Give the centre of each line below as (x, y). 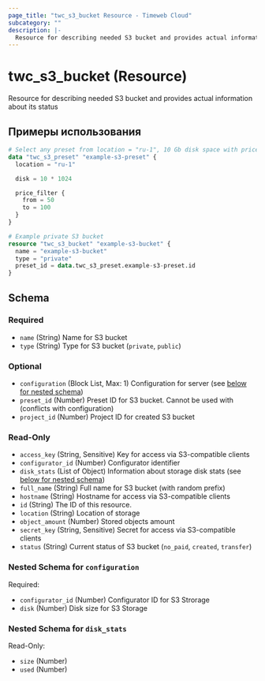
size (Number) (43, 661)
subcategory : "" (35, 23)
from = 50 (39, 200)
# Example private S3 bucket (56, 236)
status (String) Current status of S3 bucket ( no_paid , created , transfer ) (136, 547)
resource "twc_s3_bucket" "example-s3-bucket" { (90, 244)
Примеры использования (75, 131)
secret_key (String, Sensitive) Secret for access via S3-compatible (127, 530)
